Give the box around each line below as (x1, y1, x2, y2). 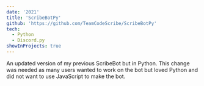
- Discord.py (12, 37, 45, 43)
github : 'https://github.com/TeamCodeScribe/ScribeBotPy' (6, 20, 157, 26)
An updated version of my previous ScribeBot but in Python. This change (6, 59, 191, 67)
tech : (6, 26, 20, 32)
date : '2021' (6, 9, 40, 15)
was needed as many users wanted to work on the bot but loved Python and (6, 66, 199, 73)
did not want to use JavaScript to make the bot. (6, 73, 126, 80)
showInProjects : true (6, 43, 62, 49)
